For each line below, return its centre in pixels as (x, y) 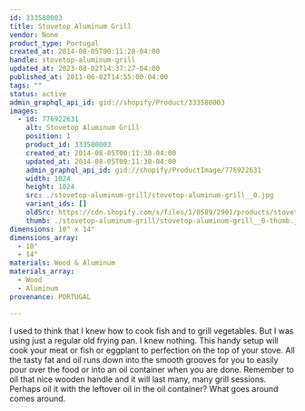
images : (24, 111)
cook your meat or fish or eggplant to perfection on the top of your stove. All (152, 350)
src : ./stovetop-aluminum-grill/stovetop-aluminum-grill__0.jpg (150, 195)
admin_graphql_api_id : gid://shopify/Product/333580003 (117, 102)
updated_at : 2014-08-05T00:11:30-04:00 (101, 161)
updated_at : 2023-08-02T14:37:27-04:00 (85, 69)
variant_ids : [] (57, 204)
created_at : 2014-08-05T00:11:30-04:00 (101, 153)
